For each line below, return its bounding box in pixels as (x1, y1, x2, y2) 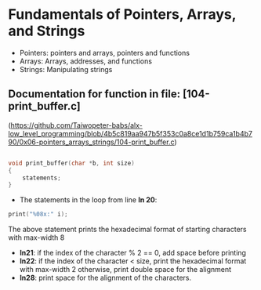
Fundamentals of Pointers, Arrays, (8, 5, 237, 24)
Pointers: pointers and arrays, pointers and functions (19, 48, 190, 57)
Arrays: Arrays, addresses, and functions (19, 56, 153, 66)
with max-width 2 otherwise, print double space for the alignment (19, 265, 232, 274)
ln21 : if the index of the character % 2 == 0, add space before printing (19, 248, 247, 258)
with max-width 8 (8, 233, 65, 242)
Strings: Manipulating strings (19, 64, 113, 74)
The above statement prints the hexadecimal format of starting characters (8, 225, 247, 234)
